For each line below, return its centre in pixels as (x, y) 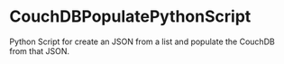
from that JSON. (40, 50)
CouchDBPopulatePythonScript (130, 17)
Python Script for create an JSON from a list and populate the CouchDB (142, 41)
